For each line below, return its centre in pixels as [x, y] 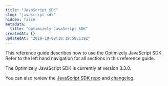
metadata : [16, 24]
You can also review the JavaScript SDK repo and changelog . [70, 78]
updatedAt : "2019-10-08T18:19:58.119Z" [48, 39]
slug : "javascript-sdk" [31, 15]
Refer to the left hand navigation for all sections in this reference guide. [80, 58]
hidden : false [20, 19]
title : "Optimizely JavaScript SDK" [49, 29]
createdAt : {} [20, 34]
